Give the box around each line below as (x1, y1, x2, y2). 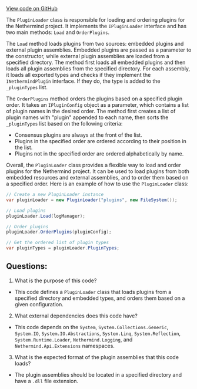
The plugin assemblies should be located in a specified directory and (14, 371, 182, 378)
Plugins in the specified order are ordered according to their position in (14, 138, 186, 144)
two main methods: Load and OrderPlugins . (6, 29, 110, 36)
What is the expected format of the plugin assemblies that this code (14, 353, 179, 360)
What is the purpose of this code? (14, 277, 97, 284)
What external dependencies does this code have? (14, 312, 138, 319)
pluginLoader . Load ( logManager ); (6, 213, 85, 219)
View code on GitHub (6, 5, 58, 12)
